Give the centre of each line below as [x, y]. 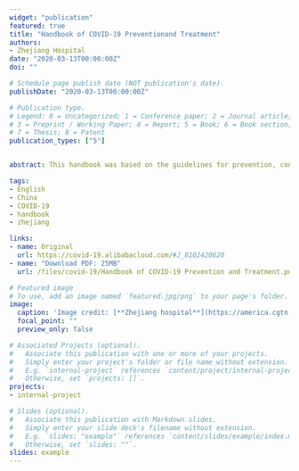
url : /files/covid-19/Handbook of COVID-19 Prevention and [129, 272]
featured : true [37, 26]
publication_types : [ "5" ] [57, 141]
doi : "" [24, 68]
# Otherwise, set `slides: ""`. [73, 444]
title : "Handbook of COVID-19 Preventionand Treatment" [115, 34]
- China [24, 197]
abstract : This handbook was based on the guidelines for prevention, [143, 165]
